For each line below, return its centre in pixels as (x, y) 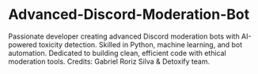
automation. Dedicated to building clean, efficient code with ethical (118, 53)
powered (23, 44)
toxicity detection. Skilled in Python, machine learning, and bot (140, 44)
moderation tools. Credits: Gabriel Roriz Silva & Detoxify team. (109, 61)
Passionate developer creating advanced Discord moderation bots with (124, 36)
